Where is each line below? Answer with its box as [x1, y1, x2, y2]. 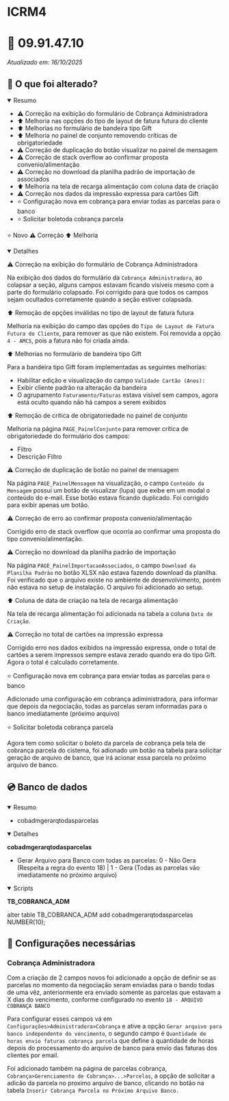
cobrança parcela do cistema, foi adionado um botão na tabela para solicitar [7, 746, 222, 754]
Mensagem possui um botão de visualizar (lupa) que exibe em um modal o [7, 486, 211, 494]
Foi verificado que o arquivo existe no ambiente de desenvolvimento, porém [7, 576, 221, 584]
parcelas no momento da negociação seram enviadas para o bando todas [7, 981, 215, 989]
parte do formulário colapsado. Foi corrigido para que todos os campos [7, 288, 208, 296]
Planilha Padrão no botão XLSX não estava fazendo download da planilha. [7, 568, 217, 576]
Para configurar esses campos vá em [7, 1015, 113, 1023]
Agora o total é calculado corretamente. [7, 658, 120, 666]
